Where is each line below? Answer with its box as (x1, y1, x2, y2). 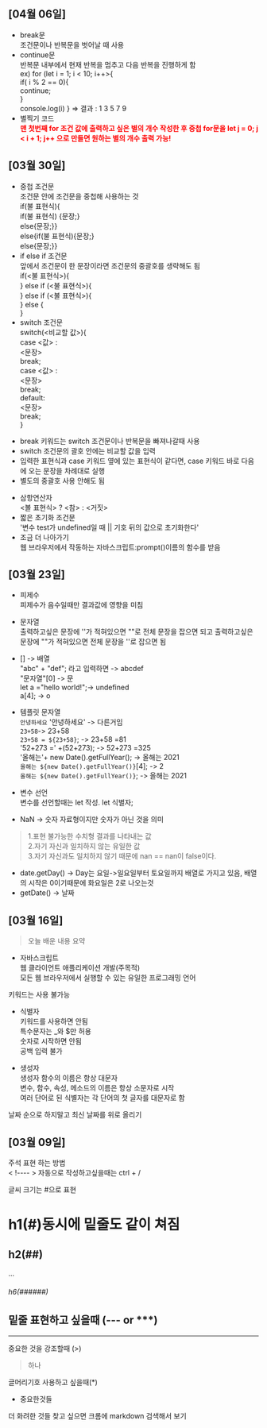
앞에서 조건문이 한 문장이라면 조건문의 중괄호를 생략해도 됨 (19, 261, 201, 270)
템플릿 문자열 (19, 708, 61, 717)
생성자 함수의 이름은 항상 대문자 (19, 1073, 118, 1083)
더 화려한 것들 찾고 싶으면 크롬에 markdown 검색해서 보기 (8, 1411, 187, 1420)
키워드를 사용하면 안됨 (19, 1017, 89, 1026)
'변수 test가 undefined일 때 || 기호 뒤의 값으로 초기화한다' (19, 523, 199, 532)
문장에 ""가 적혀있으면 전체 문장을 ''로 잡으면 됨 (19, 637, 167, 646)
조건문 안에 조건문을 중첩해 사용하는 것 (19, 191, 139, 201)
